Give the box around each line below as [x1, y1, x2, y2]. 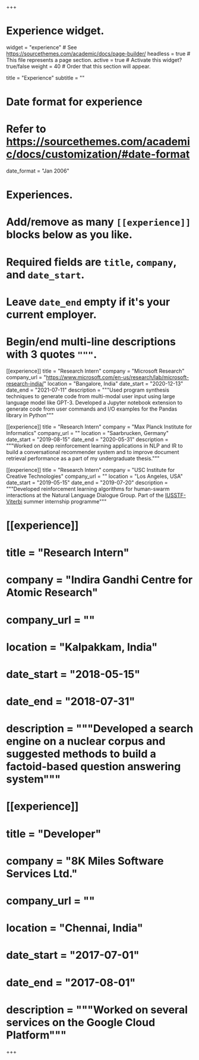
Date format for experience [6, 95, 143, 109]
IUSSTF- [165, 492, 186, 499]
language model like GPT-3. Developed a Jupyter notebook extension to [6, 399, 183, 406]
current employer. [6, 308, 97, 321]
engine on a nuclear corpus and [6, 734, 166, 748]
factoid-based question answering [6, 760, 181, 774]
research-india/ [6, 380, 45, 387]
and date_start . [6, 268, 85, 282]
